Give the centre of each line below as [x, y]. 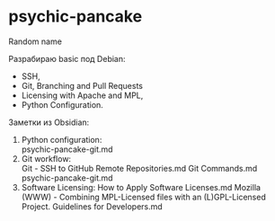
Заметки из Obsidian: [49, 122]
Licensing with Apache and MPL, [82, 95]
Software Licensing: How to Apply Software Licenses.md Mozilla [141, 187]
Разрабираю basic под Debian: [67, 58]
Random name [35, 41]
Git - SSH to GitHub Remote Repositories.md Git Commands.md [139, 168]
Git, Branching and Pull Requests [82, 85]
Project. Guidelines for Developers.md [92, 206]
